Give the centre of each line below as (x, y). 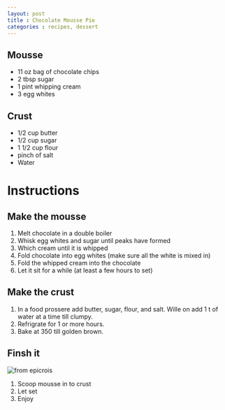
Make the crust (41, 292)
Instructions (43, 191)
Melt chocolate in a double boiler (65, 233)
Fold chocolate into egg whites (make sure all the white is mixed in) (114, 255)
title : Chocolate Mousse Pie (51, 20)
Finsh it (24, 353)
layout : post (26, 14)
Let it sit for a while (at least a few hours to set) (85, 270)
